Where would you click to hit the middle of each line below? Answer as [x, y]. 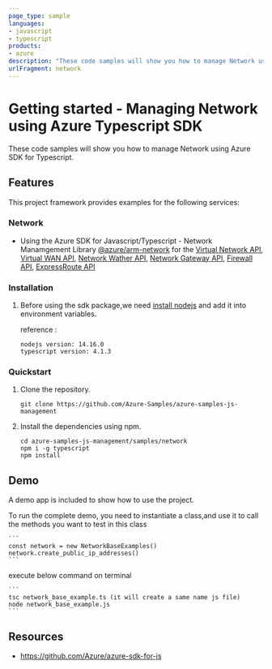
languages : [27, 24]
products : [25, 46]
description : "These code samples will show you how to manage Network [132, 62]
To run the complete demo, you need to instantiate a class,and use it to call [134, 516]
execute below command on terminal [70, 576]
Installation [31, 287]
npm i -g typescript [55, 448]
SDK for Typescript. [41, 157]
